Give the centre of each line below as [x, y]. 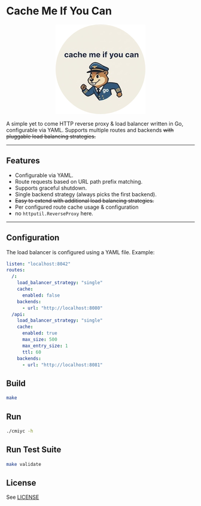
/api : [19, 314]
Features [23, 161]
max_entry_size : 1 [45, 346]
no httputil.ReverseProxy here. [54, 213]
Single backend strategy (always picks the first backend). [86, 194]
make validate [24, 464]
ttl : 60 [32, 352]
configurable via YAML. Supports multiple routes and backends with [90, 130]
